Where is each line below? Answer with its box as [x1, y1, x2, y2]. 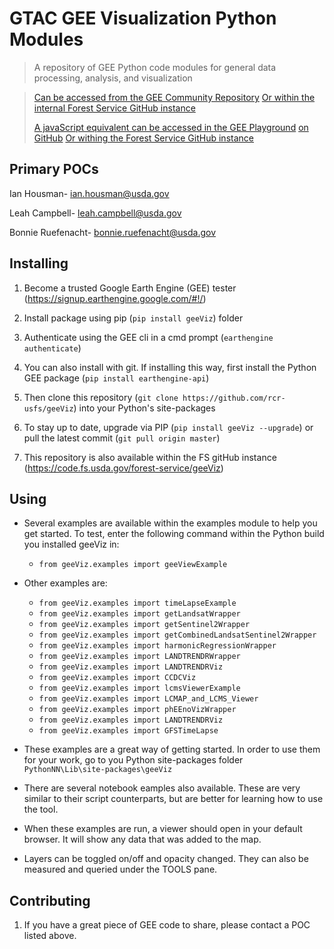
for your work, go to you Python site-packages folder [23, 754, 244, 766]
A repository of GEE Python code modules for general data [33, 61, 277, 73]
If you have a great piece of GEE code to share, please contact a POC [23, 919, 311, 931]
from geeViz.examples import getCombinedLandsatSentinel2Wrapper [38, 630, 317, 641]
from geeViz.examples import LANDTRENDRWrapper [38, 652, 241, 662]
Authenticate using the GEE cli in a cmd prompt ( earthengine [23, 331, 274, 343]
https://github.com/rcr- [182, 393, 286, 403]
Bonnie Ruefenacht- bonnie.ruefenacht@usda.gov [9, 226, 217, 238]
